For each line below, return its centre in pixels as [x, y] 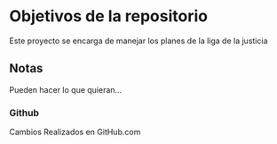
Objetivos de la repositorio [109, 16]
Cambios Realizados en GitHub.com [75, 132]
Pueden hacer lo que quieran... [66, 89]
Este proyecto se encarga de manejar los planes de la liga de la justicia [138, 41]
